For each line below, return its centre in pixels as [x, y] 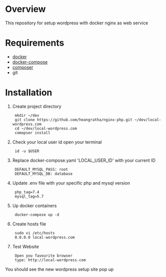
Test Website [26, 246]
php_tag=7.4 [27, 192]
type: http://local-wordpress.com [50, 260]
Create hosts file [29, 224]
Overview [26, 9]
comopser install [32, 133]
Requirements [35, 43]
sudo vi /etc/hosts [35, 233]
